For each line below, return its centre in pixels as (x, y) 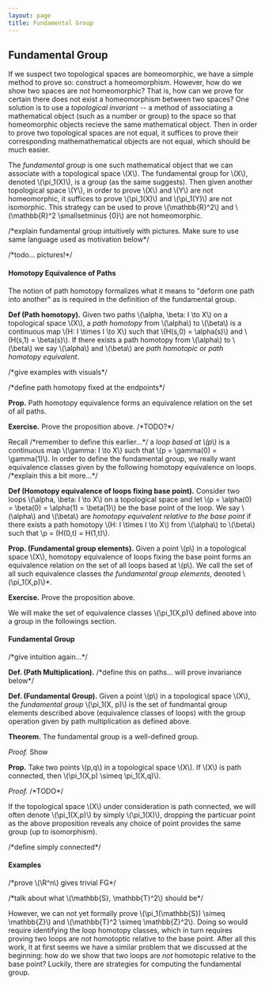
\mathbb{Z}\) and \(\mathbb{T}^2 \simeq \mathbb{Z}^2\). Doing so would (128, 922)
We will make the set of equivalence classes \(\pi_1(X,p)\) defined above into (132, 613)
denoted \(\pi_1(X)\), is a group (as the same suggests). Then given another (131, 182)
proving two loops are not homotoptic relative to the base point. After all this (132, 938)
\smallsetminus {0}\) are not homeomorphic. (131, 216)
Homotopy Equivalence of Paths (62, 273)
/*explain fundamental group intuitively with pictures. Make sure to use (123, 231)
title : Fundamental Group (51, 23)
